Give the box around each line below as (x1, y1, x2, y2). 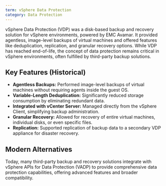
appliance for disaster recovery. (12, 130, 80, 137)
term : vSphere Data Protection (5, 7, 72, 13)
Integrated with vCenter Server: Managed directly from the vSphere (12, 103, 157, 110)
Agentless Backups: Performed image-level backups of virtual (12, 82, 145, 88)
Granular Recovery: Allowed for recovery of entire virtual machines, (12, 114, 156, 120)
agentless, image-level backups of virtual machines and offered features (5, 37, 157, 43)
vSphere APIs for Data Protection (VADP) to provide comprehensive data (5, 164, 157, 170)
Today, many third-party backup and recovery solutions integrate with (5, 158, 152, 165)
